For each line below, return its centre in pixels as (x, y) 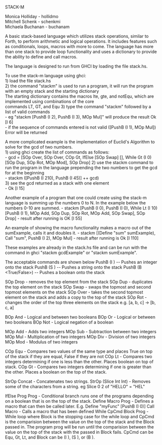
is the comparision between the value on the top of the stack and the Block (80, 422)
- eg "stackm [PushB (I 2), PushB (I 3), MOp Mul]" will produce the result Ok (81, 117)
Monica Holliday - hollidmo (32, 16)
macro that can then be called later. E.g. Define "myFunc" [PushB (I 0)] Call (80, 406)
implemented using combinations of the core (50, 101)
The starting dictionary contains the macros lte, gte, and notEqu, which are (80, 96)
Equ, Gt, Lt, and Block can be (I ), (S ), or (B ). (50, 437)
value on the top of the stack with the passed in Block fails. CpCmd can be (79, 432)
